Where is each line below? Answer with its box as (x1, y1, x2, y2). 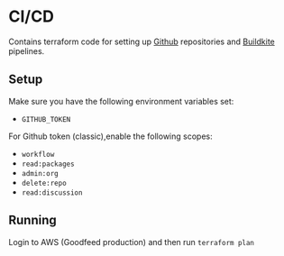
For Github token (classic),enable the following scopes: (8, 131, 213, 142)
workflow (21, 150, 55, 159)
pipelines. (8, 45, 45, 56)
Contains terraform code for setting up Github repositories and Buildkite (8, 36, 276, 47)
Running (8, 213, 58, 228)
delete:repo (21, 178, 67, 187)
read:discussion (21, 187, 83, 197)
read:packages (21, 160, 75, 169)
